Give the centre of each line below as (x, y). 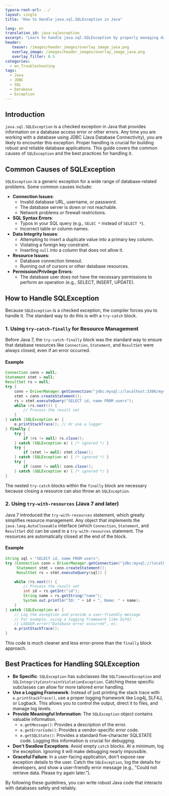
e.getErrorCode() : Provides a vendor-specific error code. (79, 730)
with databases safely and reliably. (41, 788)
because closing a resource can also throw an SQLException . (68, 491)
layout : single (21, 15)
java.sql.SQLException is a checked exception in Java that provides (75, 127)
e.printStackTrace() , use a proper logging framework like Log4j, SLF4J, (88, 698)
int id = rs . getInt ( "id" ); (52, 591)
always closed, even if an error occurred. (48, 351)
